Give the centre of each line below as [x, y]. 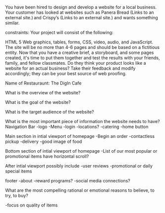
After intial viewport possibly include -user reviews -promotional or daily [79, 166]
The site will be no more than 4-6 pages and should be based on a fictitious [82, 47]
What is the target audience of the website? [50, 112]
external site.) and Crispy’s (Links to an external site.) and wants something [82, 18]
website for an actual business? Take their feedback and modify [70, 68]
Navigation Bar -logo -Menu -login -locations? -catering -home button [77, 127]
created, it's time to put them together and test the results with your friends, [82, 58]
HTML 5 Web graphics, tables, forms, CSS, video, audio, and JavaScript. [79, 42]
